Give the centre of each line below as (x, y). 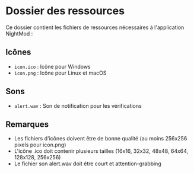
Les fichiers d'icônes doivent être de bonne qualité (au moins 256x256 (101, 139)
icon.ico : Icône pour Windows (52, 66)
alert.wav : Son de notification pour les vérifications (78, 105)
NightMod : (19, 33)
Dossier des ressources (65, 11)
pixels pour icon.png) (40, 145)
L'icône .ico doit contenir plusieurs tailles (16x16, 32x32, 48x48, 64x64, (101, 151)
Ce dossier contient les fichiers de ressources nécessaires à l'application (95, 27)
